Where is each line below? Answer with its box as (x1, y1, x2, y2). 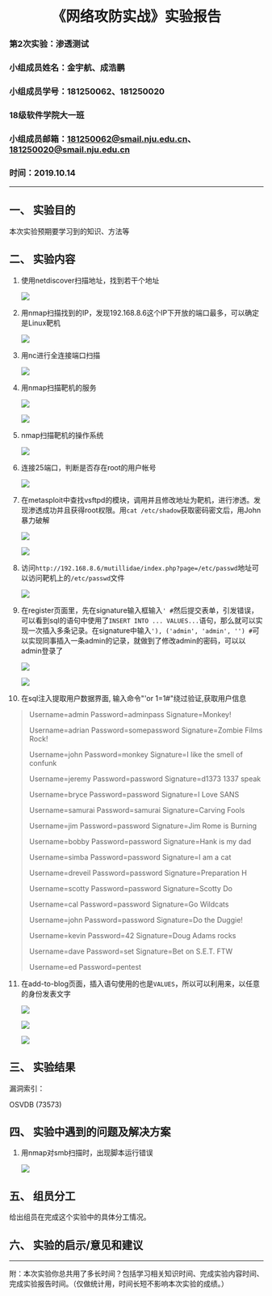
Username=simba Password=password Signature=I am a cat (28, 852, 232, 862)
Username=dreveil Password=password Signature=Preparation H (28, 868, 247, 877)
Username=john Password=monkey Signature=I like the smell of (28, 750, 243, 759)
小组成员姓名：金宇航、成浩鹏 (9, 62, 126, 74)
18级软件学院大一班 (9, 109, 85, 121)
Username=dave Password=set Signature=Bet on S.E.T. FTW (28, 946, 233, 956)
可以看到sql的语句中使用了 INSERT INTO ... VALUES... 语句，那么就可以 (20, 615, 257, 625)
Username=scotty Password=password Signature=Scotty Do (28, 883, 233, 893)
